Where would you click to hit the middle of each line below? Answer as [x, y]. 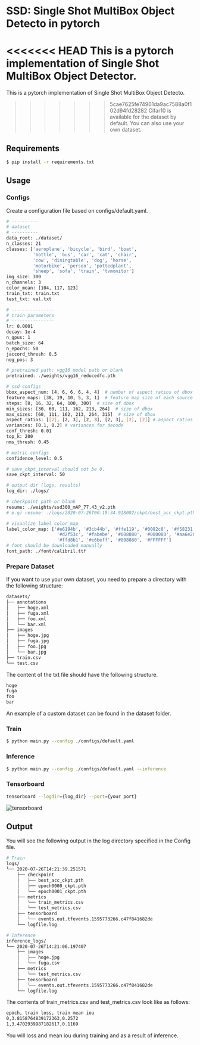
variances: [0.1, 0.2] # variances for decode [65, 425]
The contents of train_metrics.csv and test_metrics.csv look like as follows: [98, 1002]
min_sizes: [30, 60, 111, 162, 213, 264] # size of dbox [79, 409]
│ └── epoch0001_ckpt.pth [51, 891]
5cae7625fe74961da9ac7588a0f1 [151, 104]
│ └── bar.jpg [26, 652]
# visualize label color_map [42, 523]
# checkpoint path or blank [41, 502]
